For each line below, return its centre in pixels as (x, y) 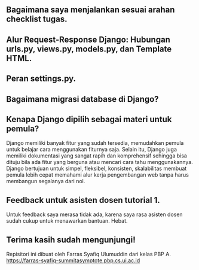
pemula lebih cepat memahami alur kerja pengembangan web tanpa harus (98, 175)
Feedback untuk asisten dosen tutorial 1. (83, 200)
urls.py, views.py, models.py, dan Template (89, 49)
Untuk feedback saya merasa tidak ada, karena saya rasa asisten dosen (95, 214)
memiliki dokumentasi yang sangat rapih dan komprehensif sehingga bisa (97, 156)
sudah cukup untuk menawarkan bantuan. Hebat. (67, 221)
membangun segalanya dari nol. (46, 181)
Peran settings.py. (41, 79)
